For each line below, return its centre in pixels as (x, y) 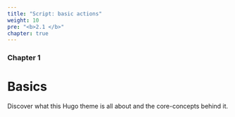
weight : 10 (23, 20)
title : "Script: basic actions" (55, 14)
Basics (27, 87)
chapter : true (28, 33)
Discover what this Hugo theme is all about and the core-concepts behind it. (118, 106)
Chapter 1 (24, 58)
